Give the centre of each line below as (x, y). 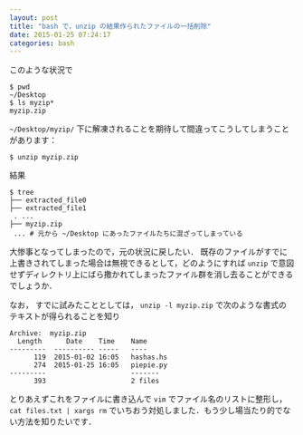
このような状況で (41, 70)
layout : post (34, 18)
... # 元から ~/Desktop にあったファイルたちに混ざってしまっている (128, 234)
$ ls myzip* (32, 103)
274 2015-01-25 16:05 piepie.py (100, 365)
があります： (33, 140)
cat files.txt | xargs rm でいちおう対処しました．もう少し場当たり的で (146, 411)
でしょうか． (33, 285)
